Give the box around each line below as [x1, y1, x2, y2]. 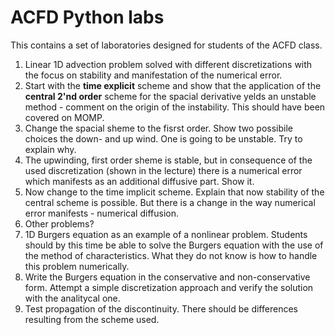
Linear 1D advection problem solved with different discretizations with [24, 58, 313, 70]
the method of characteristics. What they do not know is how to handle [24, 249, 318, 261]
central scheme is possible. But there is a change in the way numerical [24, 196, 316, 208]
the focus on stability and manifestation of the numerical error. [24, 69, 283, 81]
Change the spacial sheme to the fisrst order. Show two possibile [24, 122, 293, 134]
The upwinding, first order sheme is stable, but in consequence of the [24, 154, 313, 166]
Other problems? [24, 217, 95, 230]
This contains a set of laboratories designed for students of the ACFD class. [10, 39, 323, 51]
